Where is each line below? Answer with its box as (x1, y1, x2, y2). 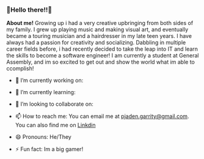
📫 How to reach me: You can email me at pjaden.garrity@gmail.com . (15, 113, 189, 120)
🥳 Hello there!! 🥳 (6, 6, 53, 14)
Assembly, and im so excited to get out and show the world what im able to (6, 58, 195, 66)
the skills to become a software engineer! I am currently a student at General (6, 52, 199, 59)
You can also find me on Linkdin (15, 122, 96, 129)
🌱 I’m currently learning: (15, 89, 76, 96)
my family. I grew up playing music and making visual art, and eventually (6, 26, 189, 33)
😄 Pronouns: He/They (15, 133, 71, 141)
